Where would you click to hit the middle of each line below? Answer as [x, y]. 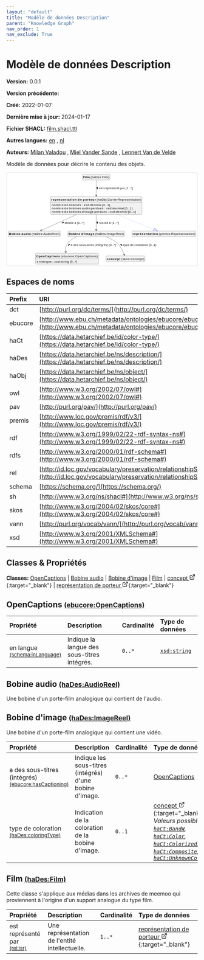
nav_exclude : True [29, 35]
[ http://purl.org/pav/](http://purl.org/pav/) [98, 406]
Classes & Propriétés [46, 562]
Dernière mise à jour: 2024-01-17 [48, 117]
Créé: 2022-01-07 [29, 105]
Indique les [90, 757]
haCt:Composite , [176, 851]
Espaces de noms [40, 282]
